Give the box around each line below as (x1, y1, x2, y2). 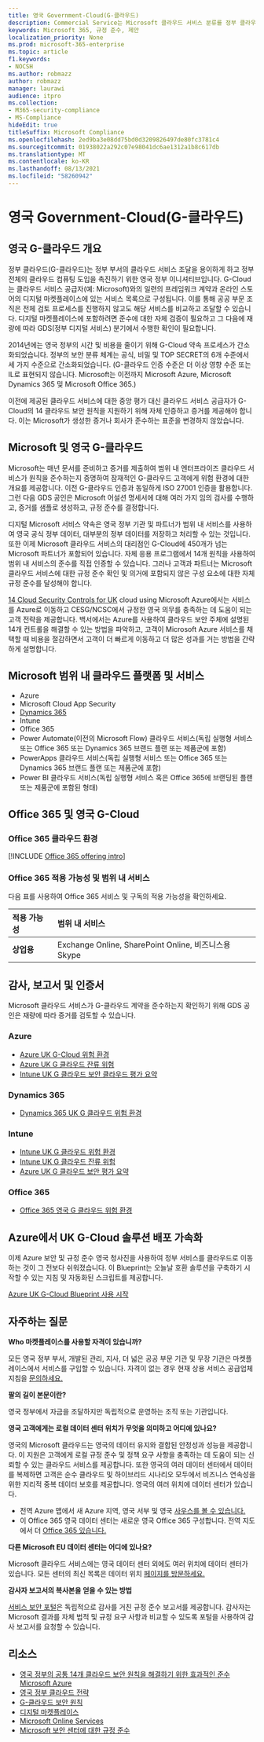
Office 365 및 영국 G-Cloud (8, 807, 140, 821)
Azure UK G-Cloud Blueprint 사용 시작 (8, 1289, 129, 1299)
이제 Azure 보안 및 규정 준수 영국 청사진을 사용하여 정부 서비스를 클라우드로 (8, 1253, 239, 1263)
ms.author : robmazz (8, 70, 72, 78)
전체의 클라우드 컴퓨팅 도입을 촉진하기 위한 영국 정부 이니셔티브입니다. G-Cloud (8, 274, 251, 284)
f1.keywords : (8, 56, 51, 64)
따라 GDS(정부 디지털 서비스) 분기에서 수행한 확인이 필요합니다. (22, 323, 217, 332)
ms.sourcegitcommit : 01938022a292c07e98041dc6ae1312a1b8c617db (8, 143, 220, 151)
